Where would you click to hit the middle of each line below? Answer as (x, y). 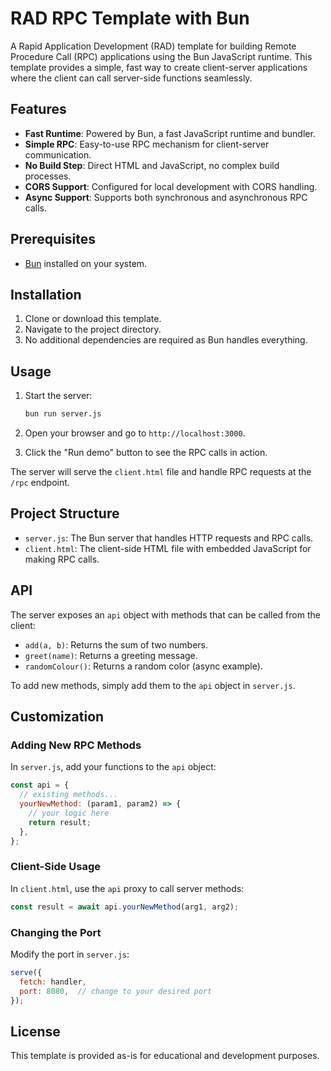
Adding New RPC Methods (76, 745)
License (35, 1031)
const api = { (40, 785)
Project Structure (65, 513)
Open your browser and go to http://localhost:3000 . (135, 433)
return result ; (60, 822)
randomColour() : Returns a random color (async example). (143, 666)
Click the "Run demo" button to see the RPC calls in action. (146, 453)
